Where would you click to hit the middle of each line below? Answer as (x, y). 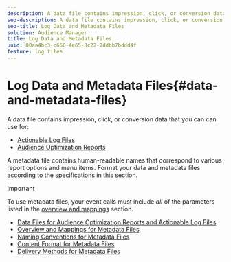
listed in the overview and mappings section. (70, 209)
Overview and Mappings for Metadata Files (78, 229)
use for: (18, 126)
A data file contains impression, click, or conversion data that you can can (112, 119)
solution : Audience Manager (47, 33)
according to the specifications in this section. (73, 175)
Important (21, 188)
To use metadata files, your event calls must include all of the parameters (111, 201)
